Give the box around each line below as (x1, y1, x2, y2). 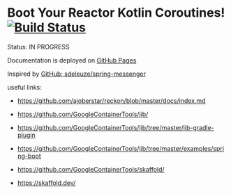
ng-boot (17, 152, 42, 160)
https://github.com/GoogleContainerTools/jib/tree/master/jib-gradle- (17, 123, 214, 131)
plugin (17, 131, 36, 139)
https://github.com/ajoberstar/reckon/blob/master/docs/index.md (17, 96, 206, 105)
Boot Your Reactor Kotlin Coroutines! (7, 5, 225, 21)
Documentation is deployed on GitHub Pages (7, 56, 137, 64)
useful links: (7, 83, 42, 91)
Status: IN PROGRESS (7, 42, 70, 51)
